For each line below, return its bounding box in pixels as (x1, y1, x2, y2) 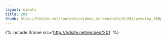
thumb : (5, 16, 19, 21)
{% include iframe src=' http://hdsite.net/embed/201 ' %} (5, 30, 119, 36)
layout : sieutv (5, 7, 37, 12)
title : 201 (5, 12, 28, 17)
